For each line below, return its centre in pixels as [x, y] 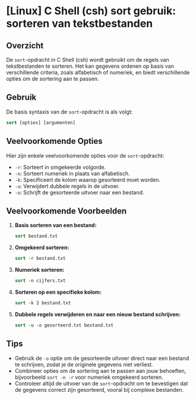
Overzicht [25, 45]
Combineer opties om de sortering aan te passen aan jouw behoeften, [100, 370]
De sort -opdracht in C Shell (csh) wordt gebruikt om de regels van [88, 60]
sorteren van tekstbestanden [80, 23]
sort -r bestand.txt [40, 259]
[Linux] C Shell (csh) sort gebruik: [91, 11]
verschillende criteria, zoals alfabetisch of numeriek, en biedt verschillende [98, 72]
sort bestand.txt [36, 236]
